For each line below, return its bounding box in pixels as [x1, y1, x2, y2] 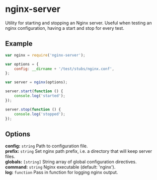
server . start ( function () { [5, 89, 64, 94]
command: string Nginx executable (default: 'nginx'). [5, 164, 116, 170]
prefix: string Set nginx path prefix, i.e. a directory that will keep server [5, 148, 153, 154]
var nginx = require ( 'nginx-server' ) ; [5, 53, 85, 58]
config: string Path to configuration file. [5, 143, 88, 149]
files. [5, 154, 15, 160]
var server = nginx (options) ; [5, 80, 68, 85]
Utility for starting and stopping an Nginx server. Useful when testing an [5, 20, 152, 26]
